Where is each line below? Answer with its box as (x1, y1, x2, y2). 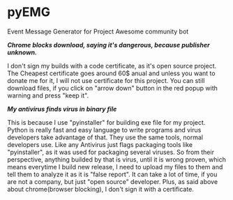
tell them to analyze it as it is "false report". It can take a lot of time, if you (7, 170, 218, 178)
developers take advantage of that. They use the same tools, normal (7, 133, 204, 141)
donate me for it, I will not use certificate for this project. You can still (7, 76, 205, 84)
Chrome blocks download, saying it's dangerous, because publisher (7, 40, 211, 49)
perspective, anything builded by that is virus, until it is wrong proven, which (7, 155, 227, 164)
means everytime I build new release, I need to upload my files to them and (7, 162, 223, 171)
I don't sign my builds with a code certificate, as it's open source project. (7, 61, 217, 70)
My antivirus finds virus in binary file (7, 105, 117, 113)
